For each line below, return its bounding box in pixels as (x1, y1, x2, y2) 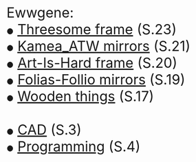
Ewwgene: (6, 4, 74, 21)
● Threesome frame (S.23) (6, 21, 177, 38)
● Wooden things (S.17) (6, 88, 154, 105)
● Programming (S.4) (6, 138, 141, 155)
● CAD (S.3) (6, 121, 82, 139)
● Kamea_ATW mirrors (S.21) (6, 38, 190, 55)
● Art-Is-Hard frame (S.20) (6, 54, 178, 71)
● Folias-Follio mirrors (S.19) (6, 71, 186, 89)
